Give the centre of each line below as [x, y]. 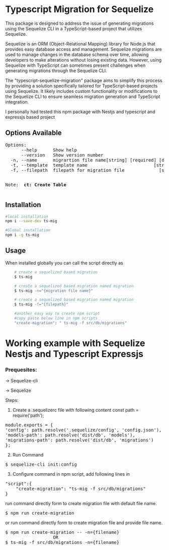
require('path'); [28, 416]
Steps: [12, 401]
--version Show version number [62, 155]
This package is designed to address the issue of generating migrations [79, 23]
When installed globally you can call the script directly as [64, 263]
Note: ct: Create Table [36, 185]
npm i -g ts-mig [22, 235]
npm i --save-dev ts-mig [31, 221]
